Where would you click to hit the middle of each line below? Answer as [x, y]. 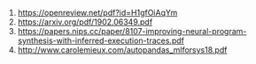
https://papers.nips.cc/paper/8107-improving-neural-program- [132, 31]
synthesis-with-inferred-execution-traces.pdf [101, 40]
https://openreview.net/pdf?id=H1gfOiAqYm [97, 13]
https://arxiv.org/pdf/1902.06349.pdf [85, 22]
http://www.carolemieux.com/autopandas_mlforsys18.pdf [122, 50]
